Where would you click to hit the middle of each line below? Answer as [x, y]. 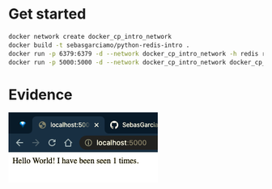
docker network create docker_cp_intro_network [90, 36]
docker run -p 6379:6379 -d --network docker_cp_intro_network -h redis [134, 53]
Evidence [40, 94]
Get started [47, 14]
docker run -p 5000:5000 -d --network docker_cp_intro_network [117, 62]
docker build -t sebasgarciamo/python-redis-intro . [99, 45]
